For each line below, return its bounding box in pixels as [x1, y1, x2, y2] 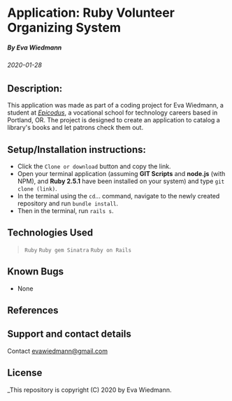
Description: [7, 82, 63, 94]
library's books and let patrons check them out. [7, 124, 144, 132]
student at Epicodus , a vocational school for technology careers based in [7, 108, 218, 117]
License [7, 367, 43, 379]
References [7, 305, 59, 316]
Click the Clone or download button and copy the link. [17, 162, 171, 170]
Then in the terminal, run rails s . [17, 207, 114, 214]
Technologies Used [7, 227, 93, 239]
